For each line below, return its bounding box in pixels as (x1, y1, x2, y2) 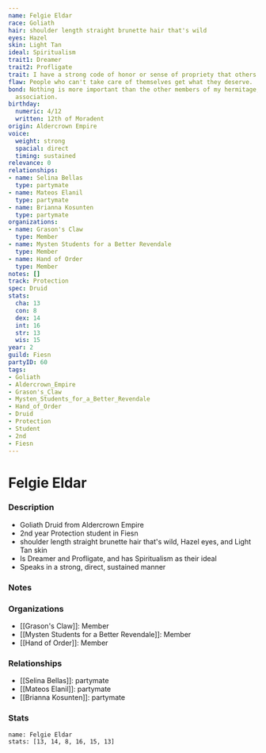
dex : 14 (15, 314, 41, 322)
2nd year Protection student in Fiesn (19, 528, 139, 538)
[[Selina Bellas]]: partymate (19, 676, 109, 686)
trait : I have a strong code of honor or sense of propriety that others (8, 71, 257, 79)
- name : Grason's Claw (8, 225, 83, 234)
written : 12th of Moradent (15, 115, 104, 123)
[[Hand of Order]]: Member (19, 638, 108, 647)
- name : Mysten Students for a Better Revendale (8, 240, 172, 248)
